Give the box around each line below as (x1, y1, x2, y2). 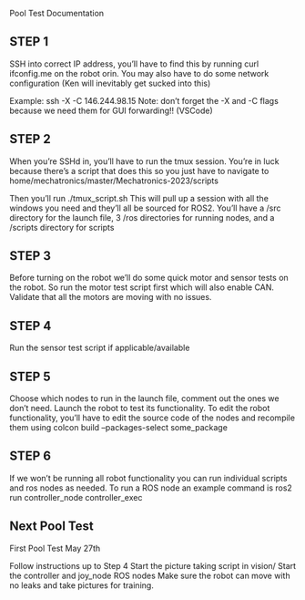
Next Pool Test (9, 519, 94, 534)
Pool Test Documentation (9, 8, 105, 18)
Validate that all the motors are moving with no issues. (9, 292, 212, 303)
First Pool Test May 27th (9, 543, 101, 553)
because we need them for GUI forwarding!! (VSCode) (9, 105, 213, 116)
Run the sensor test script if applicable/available (9, 342, 190, 354)
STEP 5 (9, 368, 52, 384)
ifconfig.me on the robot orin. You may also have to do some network (9, 67, 269, 78)
